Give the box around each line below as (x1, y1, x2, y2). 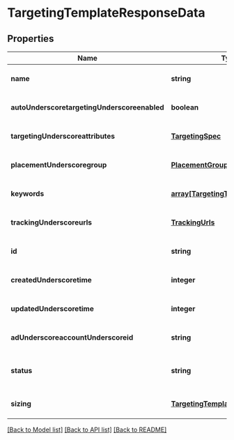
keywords (10, 189, 45, 198)
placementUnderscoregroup (10, 160, 107, 169)
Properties (7, 33, 54, 45)
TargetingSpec (171, 131, 221, 141)
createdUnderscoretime (10, 275, 92, 285)
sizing (10, 399, 31, 409)
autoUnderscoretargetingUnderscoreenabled (10, 103, 165, 112)
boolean (171, 103, 199, 112)
